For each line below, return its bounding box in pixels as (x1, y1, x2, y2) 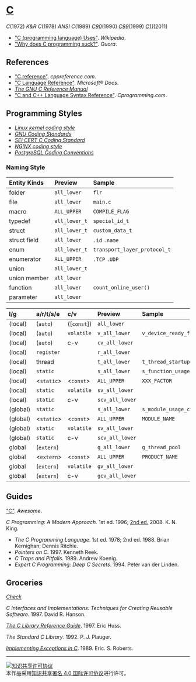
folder (9, 188, 26, 197)
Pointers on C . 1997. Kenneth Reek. (14, 548, 99, 556)
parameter (9, 293, 38, 301)
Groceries (6, 578, 43, 588)
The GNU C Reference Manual (14, 85, 88, 92)
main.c (93, 198, 111, 205)
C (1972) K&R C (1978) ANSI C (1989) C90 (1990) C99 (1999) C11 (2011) (6, 23, 168, 30)
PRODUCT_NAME (142, 453, 178, 460)
